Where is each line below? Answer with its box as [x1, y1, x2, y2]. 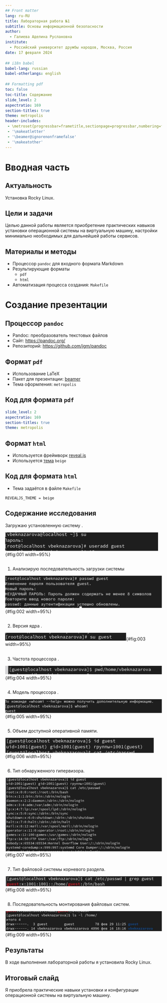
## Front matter [5, 8, 39, 13]
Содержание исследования [5, 509, 96, 518]
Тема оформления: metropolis [12, 381, 77, 387]
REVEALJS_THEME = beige [5, 495, 55, 501]
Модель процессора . [12, 689, 59, 695]
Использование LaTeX [12, 371, 60, 377]
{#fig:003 [126, 636, 146, 642]
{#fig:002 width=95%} [5, 608, 52, 614]
